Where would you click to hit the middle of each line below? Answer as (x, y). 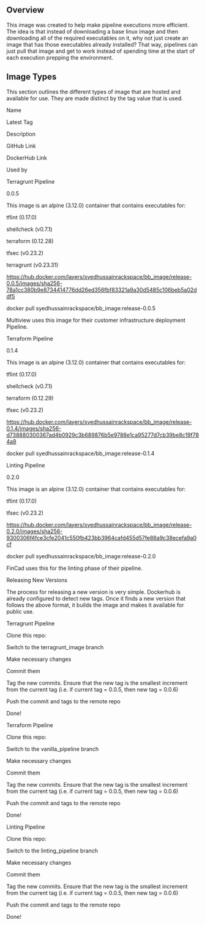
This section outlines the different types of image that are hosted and (94, 92)
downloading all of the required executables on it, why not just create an (97, 38)
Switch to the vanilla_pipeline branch (53, 749)
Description (21, 134)
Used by (17, 170)
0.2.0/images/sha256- (35, 531)
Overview (25, 10)
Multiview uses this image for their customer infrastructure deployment (96, 320)
